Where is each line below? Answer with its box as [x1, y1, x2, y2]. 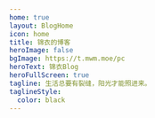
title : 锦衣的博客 [9, 37, 71, 47]
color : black [17, 95, 66, 105]
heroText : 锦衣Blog [9, 63, 79, 72]
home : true [9, 12, 50, 22]
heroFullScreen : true [9, 71, 90, 80]
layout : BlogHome [9, 21, 74, 30]
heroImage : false [9, 46, 74, 55]
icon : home [9, 29, 50, 38]
